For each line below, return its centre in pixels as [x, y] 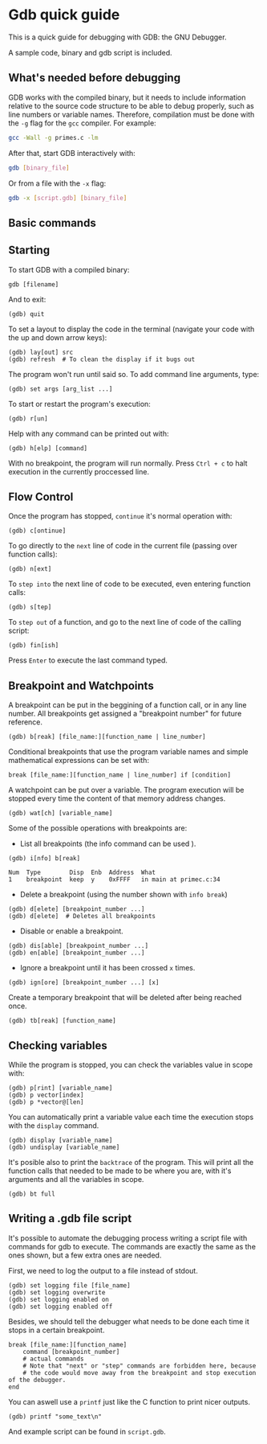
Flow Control [41, 496]
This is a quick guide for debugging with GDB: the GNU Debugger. [117, 37]
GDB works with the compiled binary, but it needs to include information [127, 97]
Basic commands [52, 223]
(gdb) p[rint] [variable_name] [61, 1088]
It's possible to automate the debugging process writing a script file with [128, 1238]
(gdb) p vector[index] [46, 1095]
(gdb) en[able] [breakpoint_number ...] [77, 953]
